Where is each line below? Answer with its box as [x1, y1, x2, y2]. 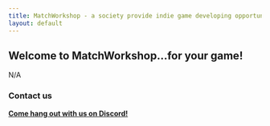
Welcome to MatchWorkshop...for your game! [8, 49, 243, 63]
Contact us [8, 90, 52, 101]
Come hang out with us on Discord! [8, 108, 129, 118]
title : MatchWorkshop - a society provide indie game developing [8, 11, 231, 20]
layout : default [8, 19, 63, 27]
